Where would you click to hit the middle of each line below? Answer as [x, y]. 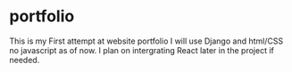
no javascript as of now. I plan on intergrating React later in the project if [142, 50]
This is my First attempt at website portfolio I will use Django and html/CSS [146, 41]
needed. [25, 60]
